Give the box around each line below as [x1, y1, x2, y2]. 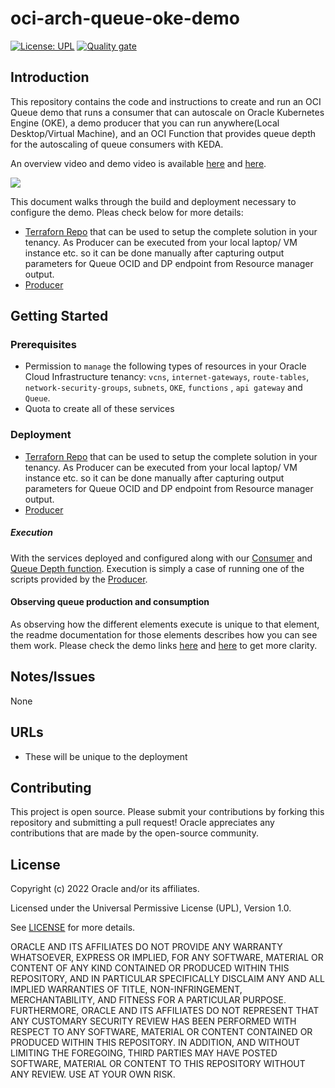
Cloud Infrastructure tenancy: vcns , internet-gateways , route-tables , [24, 371, 310, 383]
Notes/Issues [10, 668, 96, 686]
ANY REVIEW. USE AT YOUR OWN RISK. [10, 1068, 176, 1081]
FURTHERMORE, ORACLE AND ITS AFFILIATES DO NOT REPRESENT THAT [10, 1005, 320, 1017]
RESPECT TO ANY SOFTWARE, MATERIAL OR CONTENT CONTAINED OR [10, 1026, 313, 1038]
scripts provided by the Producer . [10, 573, 148, 585]
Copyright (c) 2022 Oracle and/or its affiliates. [10, 883, 200, 895]
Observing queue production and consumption [10, 596, 210, 608]
